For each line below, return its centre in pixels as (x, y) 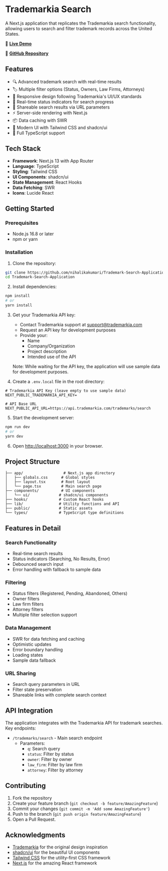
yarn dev (14, 436)
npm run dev (17, 427)
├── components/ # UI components (50, 491)
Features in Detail (33, 528)
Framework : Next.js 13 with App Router (53, 161)
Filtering (15, 582)
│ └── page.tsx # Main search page (53, 486)
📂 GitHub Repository (27, 53)
